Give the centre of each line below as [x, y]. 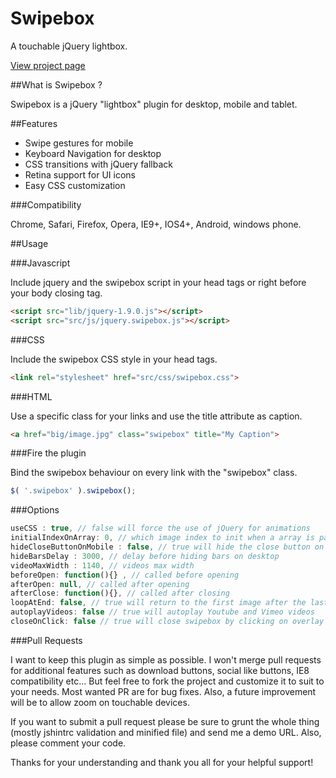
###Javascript [40, 263]
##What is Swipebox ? [56, 84]
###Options [35, 510]
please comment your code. [68, 743]
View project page [48, 65]
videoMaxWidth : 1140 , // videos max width [102, 565]
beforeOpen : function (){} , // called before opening [125, 575]
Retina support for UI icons [80, 174]
